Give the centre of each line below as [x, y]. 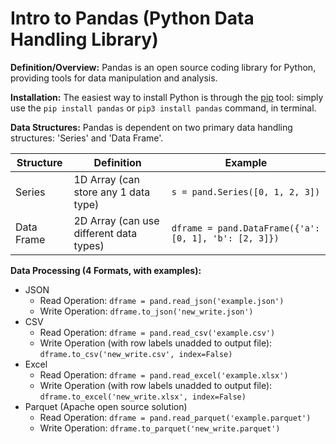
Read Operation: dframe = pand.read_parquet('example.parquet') [175, 417]
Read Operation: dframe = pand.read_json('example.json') [162, 300]
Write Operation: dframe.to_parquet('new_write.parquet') [160, 428]
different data [105, 233]
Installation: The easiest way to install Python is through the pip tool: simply [167, 97]
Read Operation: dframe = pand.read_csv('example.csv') [157, 332]
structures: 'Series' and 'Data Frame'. [87, 138]
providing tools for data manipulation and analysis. [114, 78]
